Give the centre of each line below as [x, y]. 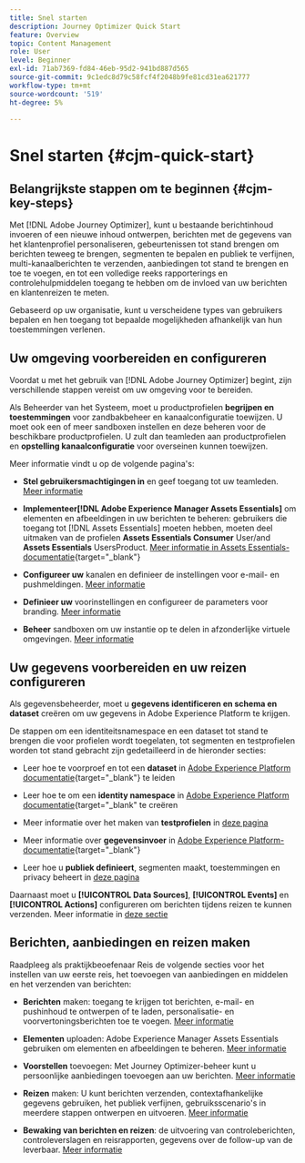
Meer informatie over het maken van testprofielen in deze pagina [145, 823]
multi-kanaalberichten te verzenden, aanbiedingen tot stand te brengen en [149, 264]
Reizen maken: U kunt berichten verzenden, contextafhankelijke [143, 1093]
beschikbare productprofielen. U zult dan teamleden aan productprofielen [148, 437]
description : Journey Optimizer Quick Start [95, 26]
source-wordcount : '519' [56, 94]
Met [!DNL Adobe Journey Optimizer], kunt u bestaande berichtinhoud [142, 225]
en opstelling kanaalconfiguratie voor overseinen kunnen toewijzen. [139, 446]
